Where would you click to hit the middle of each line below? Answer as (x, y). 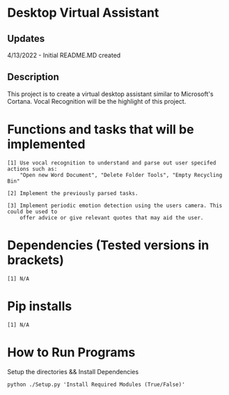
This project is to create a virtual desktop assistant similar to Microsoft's (110, 94)
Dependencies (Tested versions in (108, 245)
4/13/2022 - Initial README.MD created (64, 55)
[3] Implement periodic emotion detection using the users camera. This (115, 206)
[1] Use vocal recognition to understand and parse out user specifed (112, 163)
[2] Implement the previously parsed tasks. (73, 193)
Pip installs (40, 306)
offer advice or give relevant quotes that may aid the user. (112, 217)
